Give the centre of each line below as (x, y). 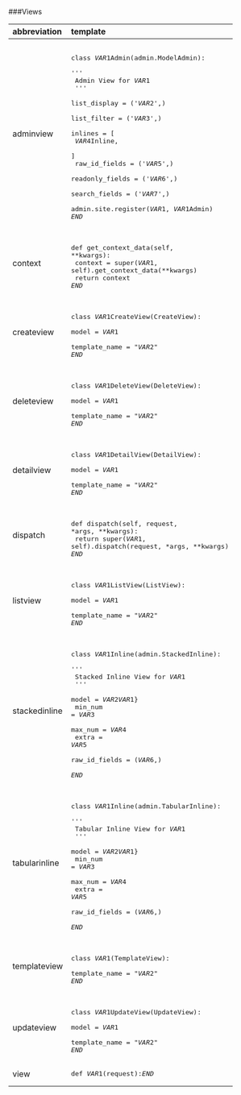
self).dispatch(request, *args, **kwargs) (150, 546)
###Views (25, 12)
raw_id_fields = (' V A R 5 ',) (124, 164)
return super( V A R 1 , (110, 539)
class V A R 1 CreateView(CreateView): (136, 317)
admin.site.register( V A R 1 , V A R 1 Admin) (142, 209)
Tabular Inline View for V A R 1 (130, 829)
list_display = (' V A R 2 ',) (119, 103)
